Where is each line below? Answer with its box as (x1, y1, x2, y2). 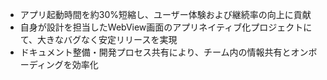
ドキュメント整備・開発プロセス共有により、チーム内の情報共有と (19, 46, 292, 58)
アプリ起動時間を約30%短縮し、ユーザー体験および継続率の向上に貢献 (19, 9, 312, 20)
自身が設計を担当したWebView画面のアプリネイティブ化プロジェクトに (19, 21, 313, 33)
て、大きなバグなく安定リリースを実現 (19, 34, 178, 45)
